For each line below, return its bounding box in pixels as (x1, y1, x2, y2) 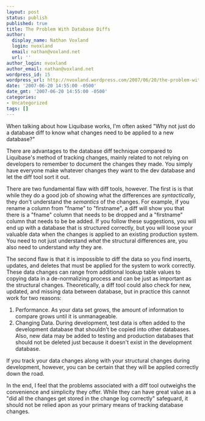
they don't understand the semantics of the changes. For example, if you (6, 198, 190, 205)
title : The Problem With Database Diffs (6, 26, 111, 32)
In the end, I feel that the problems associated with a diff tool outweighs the (6, 381, 196, 389)
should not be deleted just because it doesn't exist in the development (15, 339, 192, 346)
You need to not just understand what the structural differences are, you (6, 236, 188, 244)
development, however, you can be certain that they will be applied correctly (6, 363, 199, 370)
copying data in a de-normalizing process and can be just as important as (6, 274, 192, 282)
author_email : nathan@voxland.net (6, 65, 95, 72)
